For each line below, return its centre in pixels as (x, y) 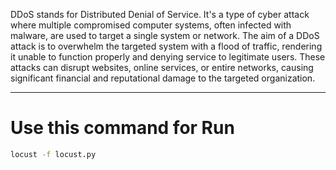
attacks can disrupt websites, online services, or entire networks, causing (162, 67)
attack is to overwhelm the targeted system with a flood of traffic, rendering (166, 46)
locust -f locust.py (53, 154)
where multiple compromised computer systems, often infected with (151, 25)
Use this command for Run (122, 128)
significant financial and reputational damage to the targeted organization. (163, 78)
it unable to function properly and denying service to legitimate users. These (168, 57)
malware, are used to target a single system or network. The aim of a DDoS (165, 35)
